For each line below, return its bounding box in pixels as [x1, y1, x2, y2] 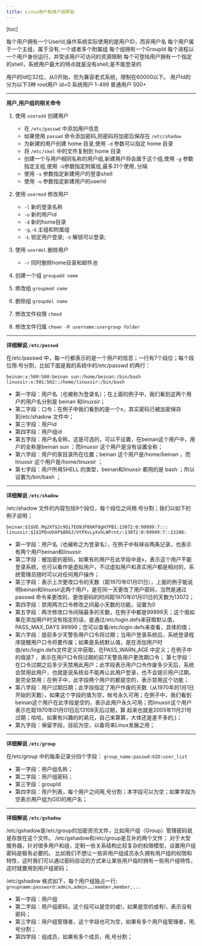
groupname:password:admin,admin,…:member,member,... [6, 884, 141, 890]
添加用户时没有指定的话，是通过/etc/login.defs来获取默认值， [25, 616, 178, 623]
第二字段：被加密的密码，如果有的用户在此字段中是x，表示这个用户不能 [14, 556, 192, 563]
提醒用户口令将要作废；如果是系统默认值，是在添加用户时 [20, 638, 163, 645]
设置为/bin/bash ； [14, 473, 62, 480]
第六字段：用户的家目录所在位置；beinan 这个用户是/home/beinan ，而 [14, 450, 191, 458]
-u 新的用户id [23, 210, 57, 218]
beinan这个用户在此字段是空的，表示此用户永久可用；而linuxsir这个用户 [14, 698, 192, 706]
